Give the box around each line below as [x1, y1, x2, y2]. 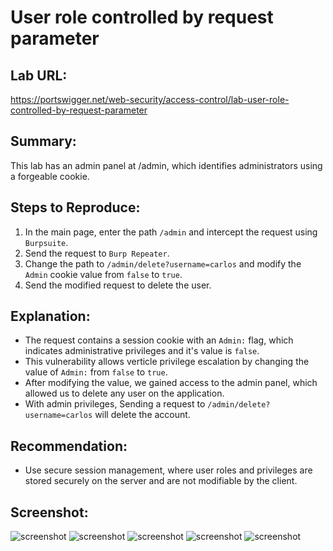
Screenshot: [10, 504, 89, 521]
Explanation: [10, 308, 91, 325]
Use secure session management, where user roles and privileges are [24, 464, 313, 476]
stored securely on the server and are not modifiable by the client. [24, 475, 298, 487]
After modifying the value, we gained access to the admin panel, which [24, 377, 318, 389]
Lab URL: [10, 67, 68, 84]
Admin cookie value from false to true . [24, 268, 183, 280]
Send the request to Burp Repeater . [24, 247, 170, 259]
